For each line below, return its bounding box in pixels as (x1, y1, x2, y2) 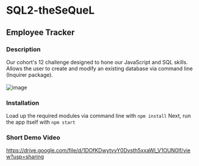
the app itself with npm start (6, 118, 75, 126)
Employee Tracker (6, 27, 75, 37)
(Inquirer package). (6, 71, 53, 78)
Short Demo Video (6, 133, 61, 142)
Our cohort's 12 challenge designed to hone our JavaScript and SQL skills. (6, 58, 188, 65)
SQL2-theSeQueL (6, 4, 95, 17)
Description (6, 45, 41, 54)
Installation (6, 99, 40, 107)
